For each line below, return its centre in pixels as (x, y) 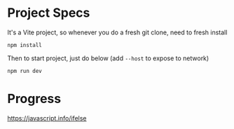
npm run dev (25, 71)
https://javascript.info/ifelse (47, 118)
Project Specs (49, 13)
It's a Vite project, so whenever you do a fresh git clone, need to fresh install (117, 32)
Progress (34, 99)
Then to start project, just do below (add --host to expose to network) (108, 58)
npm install (25, 45)
